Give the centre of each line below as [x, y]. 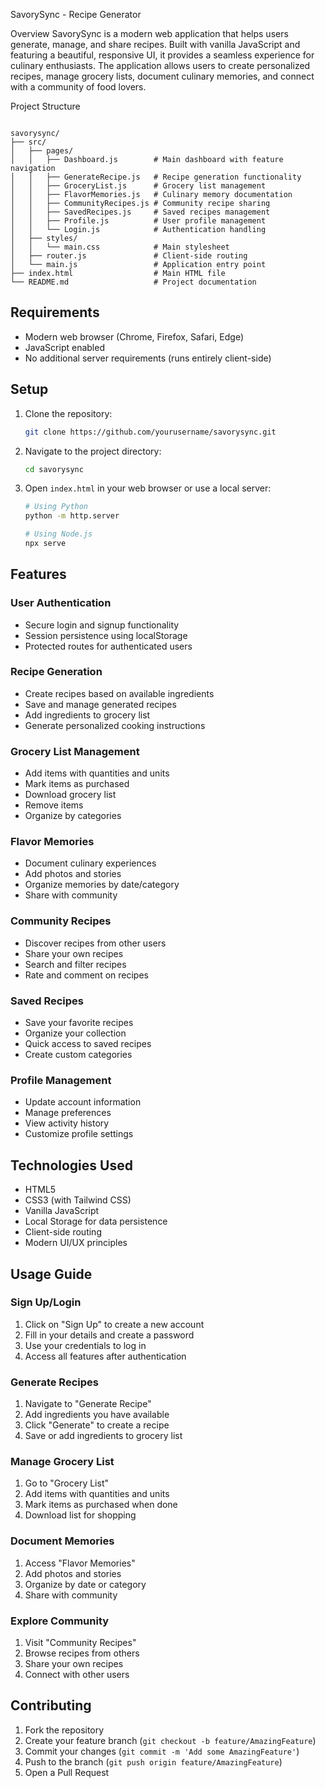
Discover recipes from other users [95, 943]
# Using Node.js [58, 534]
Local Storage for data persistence [96, 1221]
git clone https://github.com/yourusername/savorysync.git [150, 432]
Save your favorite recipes [79, 1023]
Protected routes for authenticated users [108, 646]
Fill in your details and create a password [109, 1335]
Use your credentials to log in [85, 1345]
